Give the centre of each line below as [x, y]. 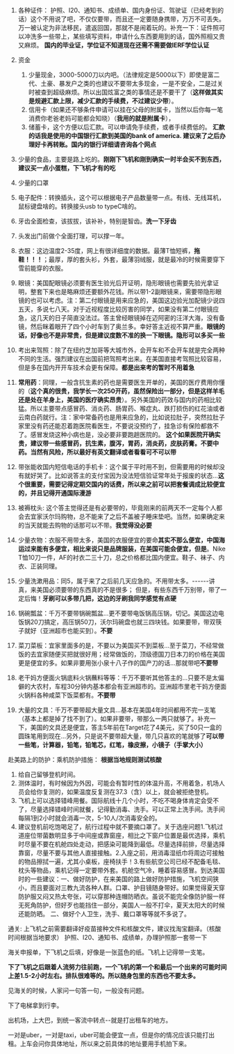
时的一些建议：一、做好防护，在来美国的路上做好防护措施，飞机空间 [115, 879]
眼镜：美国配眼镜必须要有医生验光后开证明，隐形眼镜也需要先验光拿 [115, 283]
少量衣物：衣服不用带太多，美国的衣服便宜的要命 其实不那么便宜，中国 [118, 540]
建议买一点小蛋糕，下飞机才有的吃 [67, 168]
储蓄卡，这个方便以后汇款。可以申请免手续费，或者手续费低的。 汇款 [126, 127]
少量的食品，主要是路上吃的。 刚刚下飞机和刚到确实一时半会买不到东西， [121, 159]
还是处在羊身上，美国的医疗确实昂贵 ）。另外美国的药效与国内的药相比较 [120, 400]
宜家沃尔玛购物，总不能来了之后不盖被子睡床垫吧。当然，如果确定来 [127, 517]
